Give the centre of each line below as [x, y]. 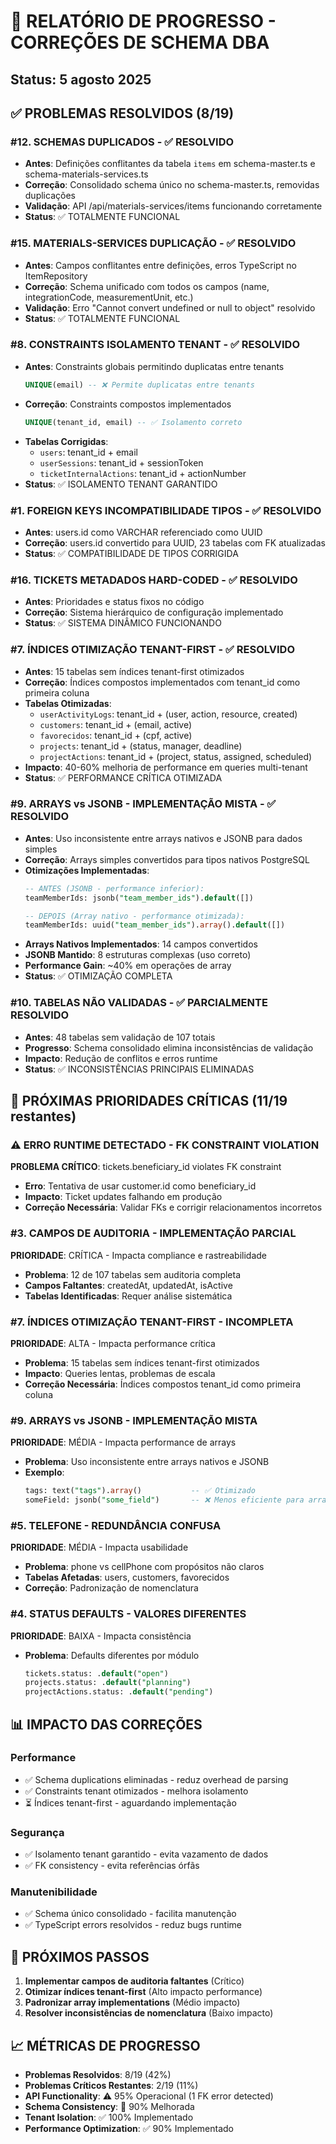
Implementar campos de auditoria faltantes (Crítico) [134, 1981]
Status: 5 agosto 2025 [81, 79]
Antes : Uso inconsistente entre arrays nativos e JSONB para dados [163, 838]
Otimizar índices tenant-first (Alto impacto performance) [143, 1992]
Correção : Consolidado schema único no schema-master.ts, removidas [172, 185]
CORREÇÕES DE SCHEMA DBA [140, 42]
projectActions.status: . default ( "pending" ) [119, 1692]
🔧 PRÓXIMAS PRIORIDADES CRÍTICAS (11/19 [149, 1100]
